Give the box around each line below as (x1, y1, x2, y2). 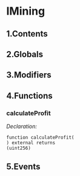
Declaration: (6, 123, 38, 130)
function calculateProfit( (6, 135, 75, 141)
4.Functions (6, 90, 53, 101)
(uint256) (6, 145, 32, 152)
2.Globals (6, 49, 44, 59)
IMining (6, 4, 45, 18)
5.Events (6, 161, 41, 172)
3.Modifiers (6, 70, 52, 80)
